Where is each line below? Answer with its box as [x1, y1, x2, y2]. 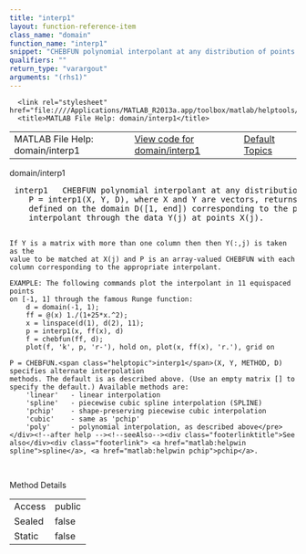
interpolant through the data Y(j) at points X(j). [28, 212, 264, 223]
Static [14, 529, 39, 542]
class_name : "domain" [9, 30, 92, 39]
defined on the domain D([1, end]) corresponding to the [28, 203, 289, 214]
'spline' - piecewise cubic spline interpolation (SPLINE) [25, 398, 262, 407]
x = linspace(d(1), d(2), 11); [25, 319, 145, 328]
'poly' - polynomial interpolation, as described [25, 422, 234, 432]
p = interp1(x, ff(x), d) [25, 326, 125, 336]
